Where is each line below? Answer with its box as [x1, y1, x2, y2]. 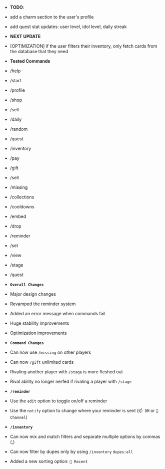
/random [9, 126, 28, 132]
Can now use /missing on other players [9, 349, 91, 355]
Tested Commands [9, 58, 50, 64]
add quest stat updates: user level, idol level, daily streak [9, 24, 127, 30]
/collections [9, 194, 34, 200]
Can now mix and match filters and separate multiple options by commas [9, 433, 160, 439]
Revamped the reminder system [9, 301, 76, 307]
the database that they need [9, 49, 68, 54]
